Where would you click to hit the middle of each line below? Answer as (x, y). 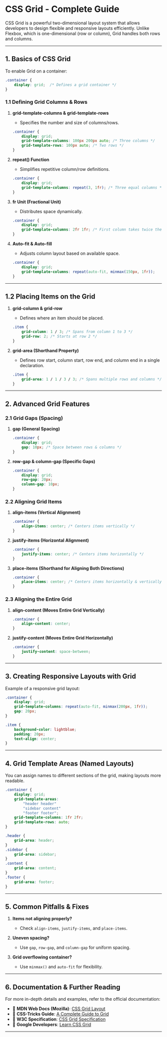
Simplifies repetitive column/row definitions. (65, 169)
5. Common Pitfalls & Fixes (47, 907)
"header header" (40, 803)
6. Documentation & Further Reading (63, 987)
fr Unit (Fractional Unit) (37, 202)
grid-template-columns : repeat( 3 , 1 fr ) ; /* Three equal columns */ (93, 187)
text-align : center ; (35, 739)
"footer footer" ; (41, 813)
